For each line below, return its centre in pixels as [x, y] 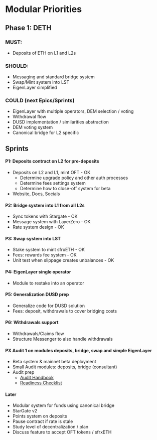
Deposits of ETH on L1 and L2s [44, 53]
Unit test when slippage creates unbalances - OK [63, 260]
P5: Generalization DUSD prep [37, 295]
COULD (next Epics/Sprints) [40, 100]
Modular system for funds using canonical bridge [63, 405]
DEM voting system [33, 127]
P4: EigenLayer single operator [38, 272]
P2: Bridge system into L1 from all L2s [45, 205]
